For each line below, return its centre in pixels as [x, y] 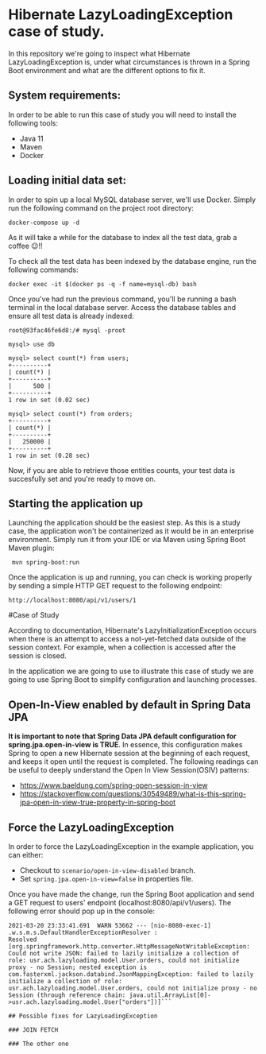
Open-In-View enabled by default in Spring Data [130, 705]
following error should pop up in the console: [82, 911]
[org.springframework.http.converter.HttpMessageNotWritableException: [129, 947]
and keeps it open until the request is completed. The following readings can [133, 761]
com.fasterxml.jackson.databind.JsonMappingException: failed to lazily [131, 975]
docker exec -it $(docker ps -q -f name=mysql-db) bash [102, 284]
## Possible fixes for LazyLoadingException [83, 1016]
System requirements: [65, 96]
